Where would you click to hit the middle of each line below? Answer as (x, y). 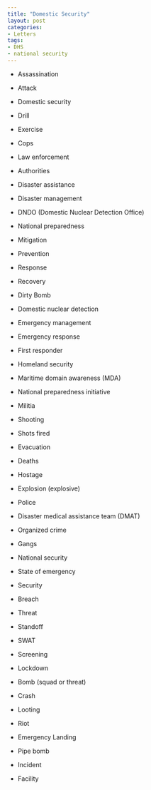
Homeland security (45, 364)
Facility (28, 779)
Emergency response (49, 337)
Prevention (33, 253)
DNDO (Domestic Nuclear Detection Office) (81, 212)
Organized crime (42, 530)
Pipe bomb (33, 751)
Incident (29, 764)
